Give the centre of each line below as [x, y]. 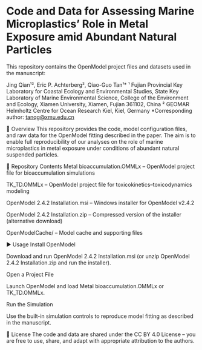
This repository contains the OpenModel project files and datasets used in [99, 66]
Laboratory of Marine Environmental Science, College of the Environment [97, 98]
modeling [18, 191]
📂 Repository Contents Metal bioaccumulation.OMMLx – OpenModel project [101, 166]
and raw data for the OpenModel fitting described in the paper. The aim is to [101, 135]
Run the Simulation [30, 304]
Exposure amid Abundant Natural [92, 37]
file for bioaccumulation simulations [51, 173]
